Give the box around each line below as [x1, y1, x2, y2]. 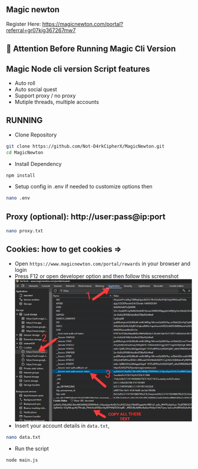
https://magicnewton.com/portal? [42, 20, 124, 27]
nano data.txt [6, 434, 41, 440]
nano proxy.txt [6, 228, 44, 234]
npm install [6, 172, 35, 178]
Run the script [14, 445, 49, 452]
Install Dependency [14, 160, 62, 167]
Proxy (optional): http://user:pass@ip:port [6, 211, 166, 222]
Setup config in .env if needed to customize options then [14, 183, 153, 190]
